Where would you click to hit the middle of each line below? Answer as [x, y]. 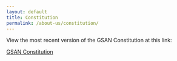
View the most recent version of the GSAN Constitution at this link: [89, 40]
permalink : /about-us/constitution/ [52, 23]
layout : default [27, 12]
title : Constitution [32, 18]
